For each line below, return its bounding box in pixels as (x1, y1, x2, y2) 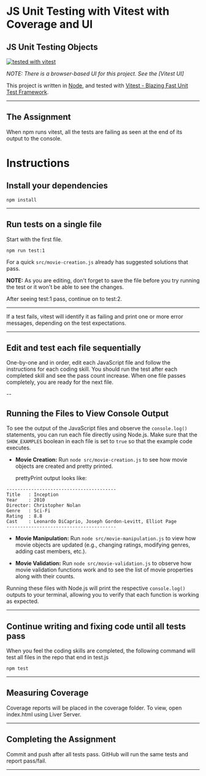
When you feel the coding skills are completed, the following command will (6, 647, 196, 654)
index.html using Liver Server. (6, 710, 82, 718)
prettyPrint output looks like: (15, 475, 87, 482)
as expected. (6, 597, 39, 605)
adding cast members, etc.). (15, 548, 87, 555)
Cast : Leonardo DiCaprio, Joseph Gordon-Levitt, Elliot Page (6, 519, 177, 525)
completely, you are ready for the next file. (6, 379, 113, 386)
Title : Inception (6, 492, 59, 498)
